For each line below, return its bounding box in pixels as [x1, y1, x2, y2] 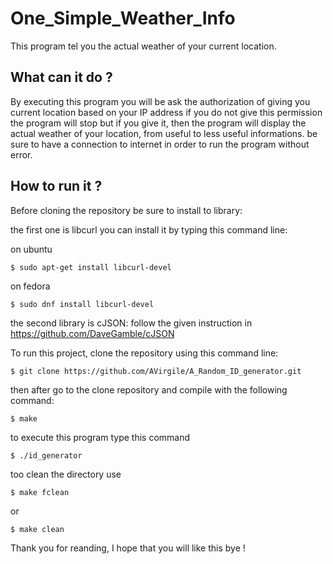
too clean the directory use [10, 468, 122, 480]
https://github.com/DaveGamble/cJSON [10, 327, 175, 339]
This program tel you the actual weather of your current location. [10, 40, 277, 52]
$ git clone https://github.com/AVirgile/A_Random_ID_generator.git [10, 366, 302, 376]
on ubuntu [10, 243, 53, 255]
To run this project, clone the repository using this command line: [10, 347, 279, 359]
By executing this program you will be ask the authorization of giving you [10, 95, 311, 107]
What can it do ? [10, 69, 113, 86]
